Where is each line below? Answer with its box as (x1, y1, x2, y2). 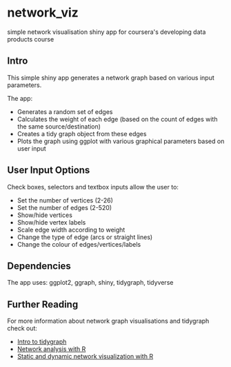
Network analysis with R (17, 345, 86, 353)
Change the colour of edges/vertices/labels (17, 240, 141, 248)
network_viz (7, 5, 79, 21)
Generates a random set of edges (17, 107, 113, 115)
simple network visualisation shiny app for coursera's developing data (7, 28, 206, 36)
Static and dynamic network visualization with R (17, 352, 154, 361)
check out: (7, 324, 38, 332)
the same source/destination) (17, 122, 101, 131)
